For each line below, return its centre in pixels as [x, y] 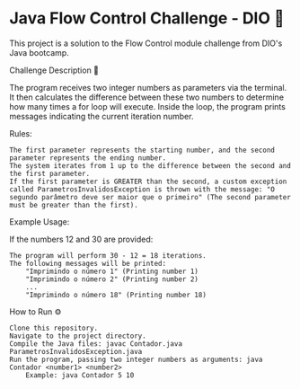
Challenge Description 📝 [54, 70]
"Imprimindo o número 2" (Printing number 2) [112, 279]
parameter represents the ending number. [88, 158]
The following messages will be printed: [88, 263]
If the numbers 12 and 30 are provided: [81, 239]
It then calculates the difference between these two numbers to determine [147, 97]
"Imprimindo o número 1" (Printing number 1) [112, 271]
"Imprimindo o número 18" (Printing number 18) [116, 295]
